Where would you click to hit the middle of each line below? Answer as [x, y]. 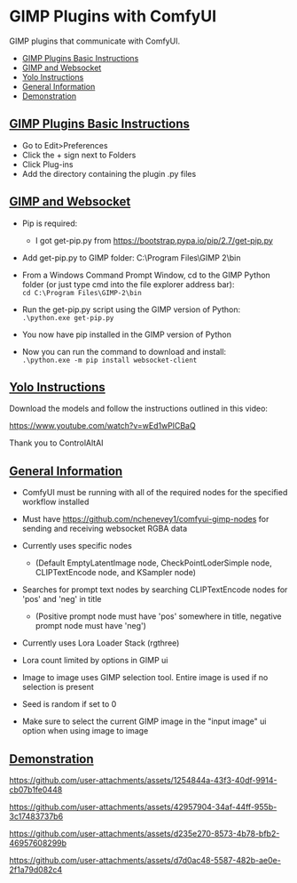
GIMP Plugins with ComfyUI [113, 16]
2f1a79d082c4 [36, 870]
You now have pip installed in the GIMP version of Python [127, 334]
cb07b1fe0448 [36, 790]
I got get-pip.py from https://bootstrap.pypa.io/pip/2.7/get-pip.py [154, 240]
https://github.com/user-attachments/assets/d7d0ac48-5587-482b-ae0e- [145, 860]
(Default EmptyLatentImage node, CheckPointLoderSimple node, [153, 563]
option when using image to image [85, 731]
